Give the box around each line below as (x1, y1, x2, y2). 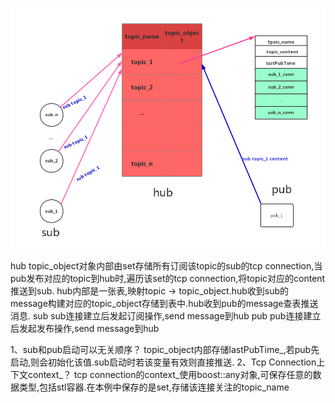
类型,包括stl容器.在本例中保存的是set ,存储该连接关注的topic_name (18, 381, 290, 393)
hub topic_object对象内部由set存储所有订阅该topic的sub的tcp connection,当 (10, 260, 323, 272)
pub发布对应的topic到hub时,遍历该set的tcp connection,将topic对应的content (10, 273, 326, 285)
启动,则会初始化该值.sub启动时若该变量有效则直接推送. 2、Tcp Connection (10, 356, 317, 368)
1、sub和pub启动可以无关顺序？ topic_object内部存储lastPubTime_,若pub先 (10, 344, 320, 356)
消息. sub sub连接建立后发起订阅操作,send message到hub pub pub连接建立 (10, 310, 322, 322)
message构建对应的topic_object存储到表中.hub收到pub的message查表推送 (10, 298, 319, 310)
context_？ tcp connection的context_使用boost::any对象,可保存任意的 (27, 369, 313, 381)
